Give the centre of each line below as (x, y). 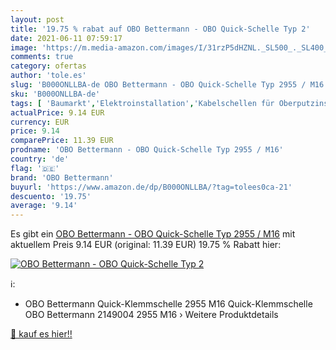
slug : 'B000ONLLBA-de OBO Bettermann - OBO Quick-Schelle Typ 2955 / (158, 85)
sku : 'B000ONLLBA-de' (55, 94)
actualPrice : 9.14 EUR (57, 112)
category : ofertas (48, 66)
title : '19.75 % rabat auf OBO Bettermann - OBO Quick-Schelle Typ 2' (160, 29)
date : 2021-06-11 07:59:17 (66, 38)
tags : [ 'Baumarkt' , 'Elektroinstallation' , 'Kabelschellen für (142, 103)
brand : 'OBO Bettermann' (62, 177)
